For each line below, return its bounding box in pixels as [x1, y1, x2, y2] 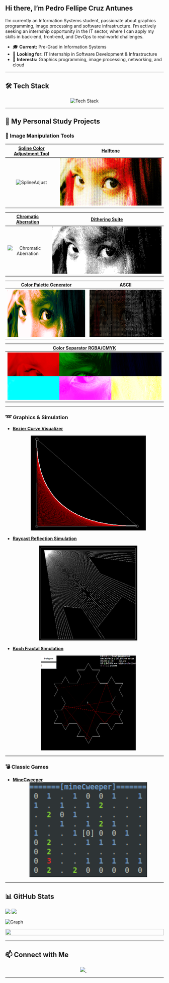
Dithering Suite [91, 216, 123, 222]
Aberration [16, 219, 39, 225]
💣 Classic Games [5, 763, 49, 770]
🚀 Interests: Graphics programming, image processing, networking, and [12, 56, 162, 62]
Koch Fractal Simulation [12, 645, 64, 651]
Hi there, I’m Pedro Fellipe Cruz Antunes [5, 4, 133, 13]
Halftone [101, 148, 120, 154]
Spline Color [18, 145, 45, 151]
